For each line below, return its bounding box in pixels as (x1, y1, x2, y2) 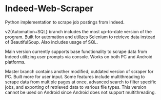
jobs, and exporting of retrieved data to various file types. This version (5, 84, 146, 90)
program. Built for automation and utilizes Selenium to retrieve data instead (5, 34, 156, 40)
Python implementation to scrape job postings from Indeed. (5, 19, 125, 25)
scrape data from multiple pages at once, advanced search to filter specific (5, 79, 157, 85)
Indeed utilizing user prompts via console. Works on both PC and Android (5, 53, 153, 59)
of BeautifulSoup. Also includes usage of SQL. (5, 39, 98, 45)
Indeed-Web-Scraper (5, 3, 94, 14)
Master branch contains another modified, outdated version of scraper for (5, 68, 154, 74)
